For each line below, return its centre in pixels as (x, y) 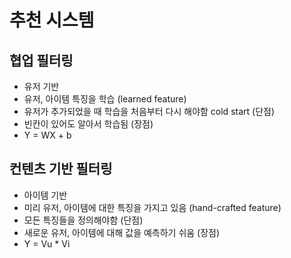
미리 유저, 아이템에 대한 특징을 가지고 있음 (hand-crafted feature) (152, 207)
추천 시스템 (52, 20)
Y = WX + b (47, 135)
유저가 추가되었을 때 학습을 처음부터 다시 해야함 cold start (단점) (149, 111)
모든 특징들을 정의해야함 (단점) (83, 220)
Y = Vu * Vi (47, 243)
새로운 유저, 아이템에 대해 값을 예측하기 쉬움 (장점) (122, 232)
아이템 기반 (45, 195)
